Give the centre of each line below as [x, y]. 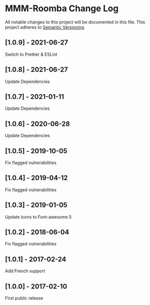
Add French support [25, 271]
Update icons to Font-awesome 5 [38, 217]
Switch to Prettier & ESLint [31, 54]
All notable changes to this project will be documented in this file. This [75, 22]
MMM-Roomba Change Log [62, 9]
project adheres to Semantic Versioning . [45, 27]
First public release [24, 298]
